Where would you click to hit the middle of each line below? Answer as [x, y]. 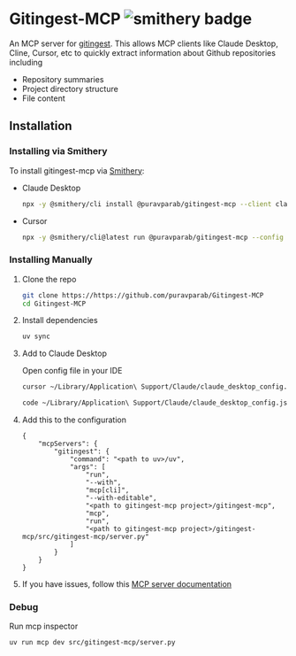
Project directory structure [70, 89]
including [26, 62]
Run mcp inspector [44, 626]
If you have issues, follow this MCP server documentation [127, 584]
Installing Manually [51, 259]
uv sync [36, 336]
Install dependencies [60, 320]
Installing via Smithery [58, 151]
